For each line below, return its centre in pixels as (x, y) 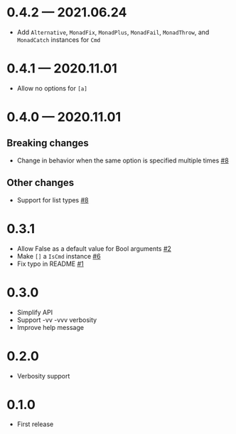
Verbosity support (43, 376)
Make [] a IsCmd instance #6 (59, 256)
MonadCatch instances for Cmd (59, 39)
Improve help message (50, 327)
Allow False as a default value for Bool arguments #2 (94, 248)
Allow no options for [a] (52, 88)
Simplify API (35, 312)
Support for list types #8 (53, 200)
